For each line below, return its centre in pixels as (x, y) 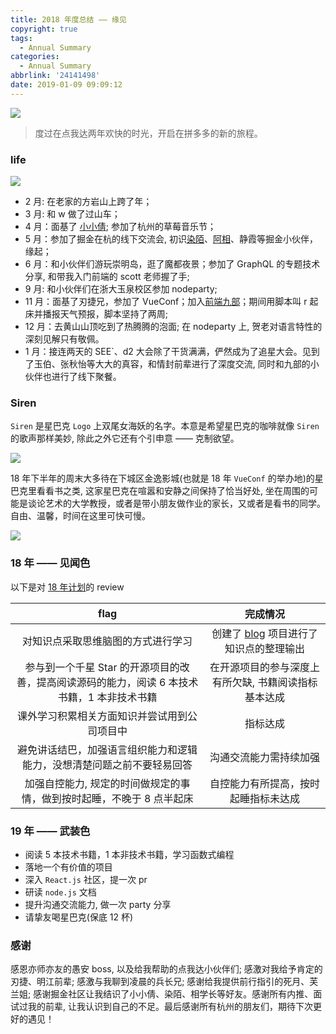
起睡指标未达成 (265, 798)
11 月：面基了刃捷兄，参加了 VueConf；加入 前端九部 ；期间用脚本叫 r (166, 302)
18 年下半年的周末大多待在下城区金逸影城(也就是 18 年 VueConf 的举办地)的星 (167, 478)
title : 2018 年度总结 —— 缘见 (68, 19)
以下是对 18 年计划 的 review (67, 587)
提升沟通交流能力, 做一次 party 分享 (98, 904)
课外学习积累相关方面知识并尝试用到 (102, 716)
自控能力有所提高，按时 (265, 783)
